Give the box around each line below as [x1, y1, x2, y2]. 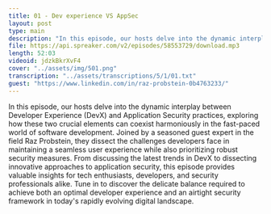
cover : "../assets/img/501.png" [8, 65, 117, 73]
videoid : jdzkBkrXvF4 [8, 57, 81, 65]
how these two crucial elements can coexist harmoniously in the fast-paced [8, 119, 261, 128]
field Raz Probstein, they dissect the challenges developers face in [8, 136, 230, 145]
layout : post [8, 19, 52, 27]
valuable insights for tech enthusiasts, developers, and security [8, 170, 219, 180]
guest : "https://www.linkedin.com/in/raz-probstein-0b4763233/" [8, 79, 229, 87]
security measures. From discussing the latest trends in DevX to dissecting [8, 153, 257, 162]
